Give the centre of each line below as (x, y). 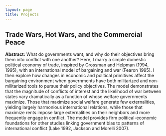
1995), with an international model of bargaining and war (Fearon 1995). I (80, 70)
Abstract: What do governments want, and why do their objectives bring (80, 54)
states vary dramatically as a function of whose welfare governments (76, 97)
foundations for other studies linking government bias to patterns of (75, 123)
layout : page (19, 10)
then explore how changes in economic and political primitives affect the (80, 76)
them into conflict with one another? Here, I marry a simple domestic (76, 60)
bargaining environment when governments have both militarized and (77, 81)
